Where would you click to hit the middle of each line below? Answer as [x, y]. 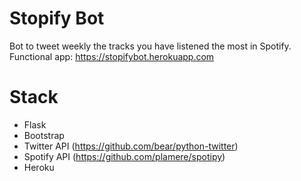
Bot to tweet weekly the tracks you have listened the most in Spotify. [150, 46]
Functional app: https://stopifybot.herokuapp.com [112, 56]
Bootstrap [44, 135]
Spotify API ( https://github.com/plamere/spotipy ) [124, 156]
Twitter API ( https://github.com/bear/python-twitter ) [131, 146]
